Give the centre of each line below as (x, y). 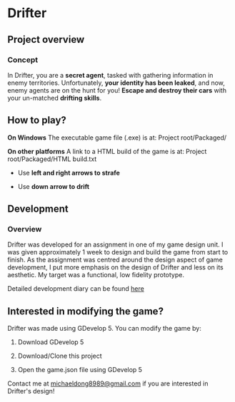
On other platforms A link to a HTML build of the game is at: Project (107, 151)
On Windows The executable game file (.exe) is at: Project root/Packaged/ (117, 138)
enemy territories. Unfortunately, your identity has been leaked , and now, (116, 83)
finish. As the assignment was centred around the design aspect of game (115, 260)
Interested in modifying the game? (86, 311)
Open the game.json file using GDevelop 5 (80, 370)
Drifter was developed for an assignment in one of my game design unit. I (115, 244)
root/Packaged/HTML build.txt (52, 159)
